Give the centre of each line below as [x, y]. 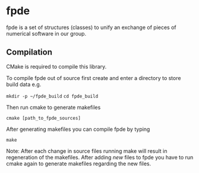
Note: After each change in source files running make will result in [87, 151]
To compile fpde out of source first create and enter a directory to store [94, 78]
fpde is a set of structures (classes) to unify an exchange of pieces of [91, 27]
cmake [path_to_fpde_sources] [44, 118]
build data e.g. [24, 84]
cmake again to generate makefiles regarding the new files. [79, 164]
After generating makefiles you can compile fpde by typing [78, 129]
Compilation [29, 52]
